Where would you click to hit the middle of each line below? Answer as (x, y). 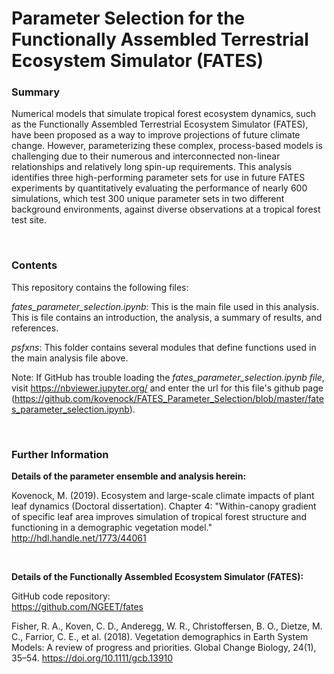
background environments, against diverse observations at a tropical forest (166, 209)
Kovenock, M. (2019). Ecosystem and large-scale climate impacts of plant (163, 496)
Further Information (60, 454)
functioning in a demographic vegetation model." (112, 528)
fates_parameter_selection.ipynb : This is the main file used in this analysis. (165, 306)
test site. (29, 220)
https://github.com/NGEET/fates (77, 607)
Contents (34, 265)
